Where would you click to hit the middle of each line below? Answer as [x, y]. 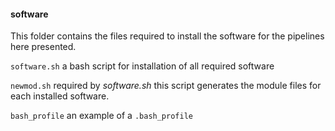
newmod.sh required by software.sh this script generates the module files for [166, 86]
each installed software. [60, 96]
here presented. [43, 47]
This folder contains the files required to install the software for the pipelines [167, 36]
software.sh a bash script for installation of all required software [142, 66]
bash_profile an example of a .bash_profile [101, 116]
